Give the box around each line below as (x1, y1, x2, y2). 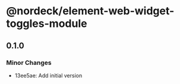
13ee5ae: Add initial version (14, 71, 83, 79)
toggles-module (6, 17, 87, 30)
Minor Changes (6, 58, 52, 67)
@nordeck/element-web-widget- (6, 4, 175, 18)
